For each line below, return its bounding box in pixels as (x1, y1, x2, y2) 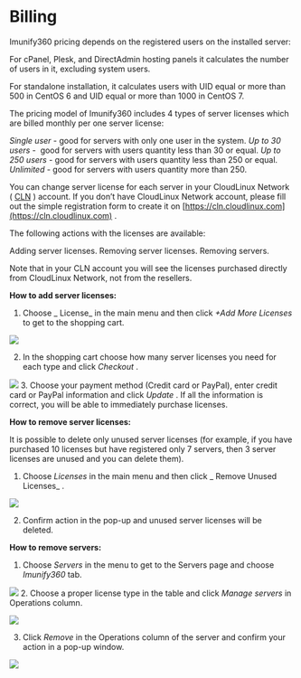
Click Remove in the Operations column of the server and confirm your (22, 631, 287, 643)
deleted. (22, 524, 54, 535)
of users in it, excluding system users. (9, 63, 151, 74)
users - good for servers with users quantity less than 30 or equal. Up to (9, 145, 282, 155)
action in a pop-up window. (22, 641, 125, 652)
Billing (9, 6, 57, 27)
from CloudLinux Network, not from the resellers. (9, 272, 193, 283)
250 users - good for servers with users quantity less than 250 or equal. (9, 154, 278, 165)
